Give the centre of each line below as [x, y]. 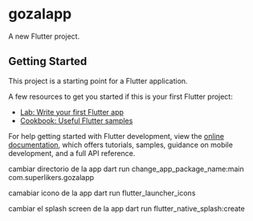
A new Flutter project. [44, 36]
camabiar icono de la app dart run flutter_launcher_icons [102, 193]
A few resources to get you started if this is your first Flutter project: [120, 96]
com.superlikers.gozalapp [51, 177]
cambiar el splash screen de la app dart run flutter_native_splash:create [126, 208]
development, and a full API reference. [72, 153]
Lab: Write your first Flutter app [72, 112]
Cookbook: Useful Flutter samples [76, 121]
